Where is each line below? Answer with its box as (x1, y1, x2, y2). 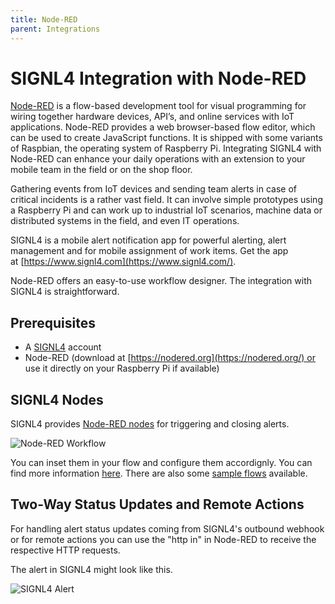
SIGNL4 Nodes (10, 391, 104, 408)
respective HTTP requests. (10, 544, 121, 556)
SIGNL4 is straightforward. (10, 286, 120, 298)
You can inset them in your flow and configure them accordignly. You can (10, 457, 313, 469)
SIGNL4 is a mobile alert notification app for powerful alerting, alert (10, 234, 287, 246)
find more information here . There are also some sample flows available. (10, 467, 308, 480)
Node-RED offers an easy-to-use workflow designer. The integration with (10, 275, 313, 287)
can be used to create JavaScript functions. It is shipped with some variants (10, 132, 323, 144)
